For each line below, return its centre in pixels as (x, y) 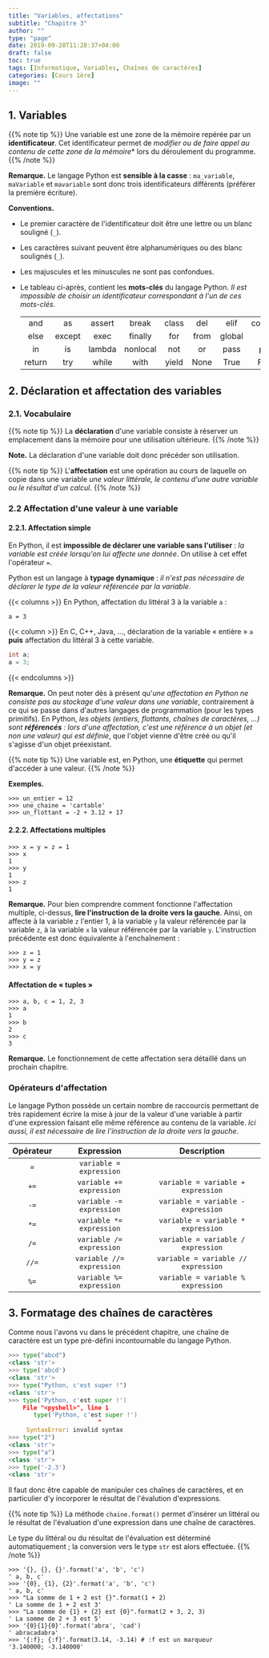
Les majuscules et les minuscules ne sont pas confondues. (117, 272)
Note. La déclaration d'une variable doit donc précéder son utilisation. (124, 455)
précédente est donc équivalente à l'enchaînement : (94, 938)
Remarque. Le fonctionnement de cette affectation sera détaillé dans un (127, 1058)
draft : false (30, 53)
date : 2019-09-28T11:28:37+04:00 (64, 46)
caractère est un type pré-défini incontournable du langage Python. (120, 1341)
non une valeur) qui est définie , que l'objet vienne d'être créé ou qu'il (122, 735)
